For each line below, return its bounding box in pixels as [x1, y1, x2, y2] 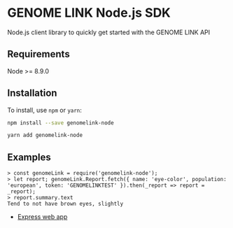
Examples [7, 151, 51, 163]
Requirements [7, 48, 70, 60]
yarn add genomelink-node [7, 131, 83, 139]
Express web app [17, 213, 68, 221]
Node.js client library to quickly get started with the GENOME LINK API [7, 28, 211, 36]
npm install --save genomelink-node [7, 119, 114, 127]
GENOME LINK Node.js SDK [7, 5, 171, 21]
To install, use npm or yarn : [7, 106, 83, 114]
